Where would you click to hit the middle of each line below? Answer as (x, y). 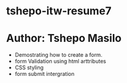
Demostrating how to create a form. (58, 55)
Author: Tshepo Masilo (64, 39)
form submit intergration (44, 74)
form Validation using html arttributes (60, 62)
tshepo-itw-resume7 (59, 11)
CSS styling (29, 67)
